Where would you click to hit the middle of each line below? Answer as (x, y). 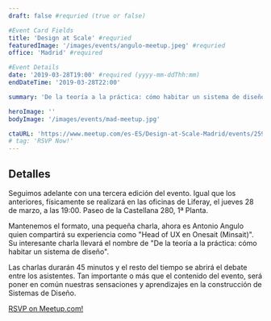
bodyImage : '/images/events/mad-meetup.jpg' (84, 119)
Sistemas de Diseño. (42, 293)
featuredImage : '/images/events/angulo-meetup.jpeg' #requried (117, 45)
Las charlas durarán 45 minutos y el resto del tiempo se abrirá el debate (128, 267)
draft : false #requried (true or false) (77, 16)
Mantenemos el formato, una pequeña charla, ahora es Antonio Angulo (126, 226)
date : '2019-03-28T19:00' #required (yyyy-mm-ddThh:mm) (104, 75)
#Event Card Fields (41, 30)
